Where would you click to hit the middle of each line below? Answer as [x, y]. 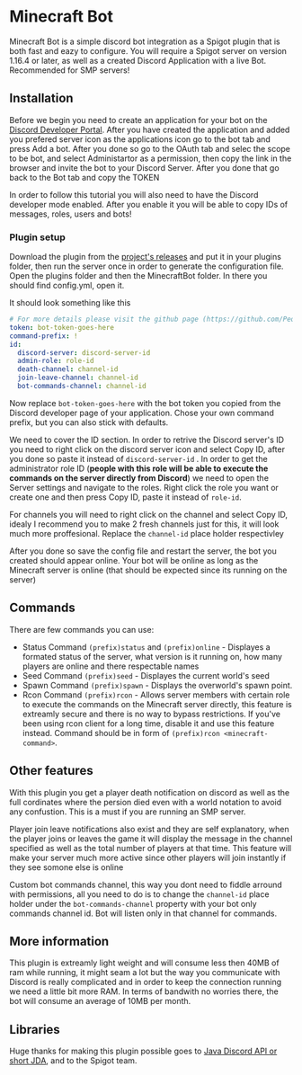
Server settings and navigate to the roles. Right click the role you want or [144, 487]
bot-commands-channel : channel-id [82, 386]
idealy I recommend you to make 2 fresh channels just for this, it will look [144, 524]
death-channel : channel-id [68, 369]
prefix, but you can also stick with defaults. [89, 422]
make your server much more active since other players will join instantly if [148, 857]
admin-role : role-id [56, 361]
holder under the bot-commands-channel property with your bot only [133, 903]
